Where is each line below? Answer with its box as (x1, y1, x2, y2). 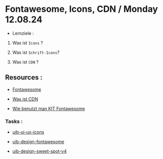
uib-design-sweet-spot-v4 (12, 148, 67, 154)
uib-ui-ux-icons (12, 129, 44, 135)
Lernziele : (12, 30, 34, 36)
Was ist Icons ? (12, 40, 43, 45)
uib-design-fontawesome (12, 139, 64, 145)
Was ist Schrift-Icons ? (12, 49, 60, 55)
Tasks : (5, 118, 23, 124)
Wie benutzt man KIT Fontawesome (12, 105, 85, 112)
